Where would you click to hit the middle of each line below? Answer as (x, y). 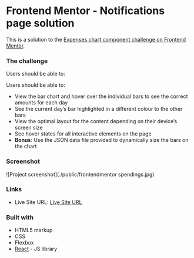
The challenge (27, 61)
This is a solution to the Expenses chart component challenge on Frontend (96, 39)
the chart (26, 146)
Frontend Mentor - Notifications (86, 11)
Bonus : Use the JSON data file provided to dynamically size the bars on (102, 140)
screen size (29, 128)
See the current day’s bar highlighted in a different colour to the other (98, 109)
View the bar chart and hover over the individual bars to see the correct (101, 96)
